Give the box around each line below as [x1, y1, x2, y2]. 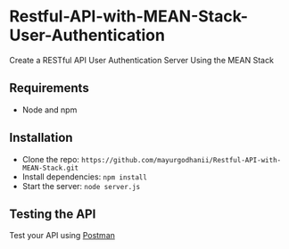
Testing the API [9, 206, 96, 221]
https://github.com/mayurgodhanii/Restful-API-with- [81, 155, 282, 164]
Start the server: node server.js [21, 180, 141, 191]
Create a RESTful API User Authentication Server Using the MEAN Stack [9, 54, 275, 65]
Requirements [9, 80, 89, 95]
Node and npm [21, 104, 78, 115]
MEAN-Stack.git [21, 163, 79, 172]
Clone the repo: [21, 154, 80, 164]
